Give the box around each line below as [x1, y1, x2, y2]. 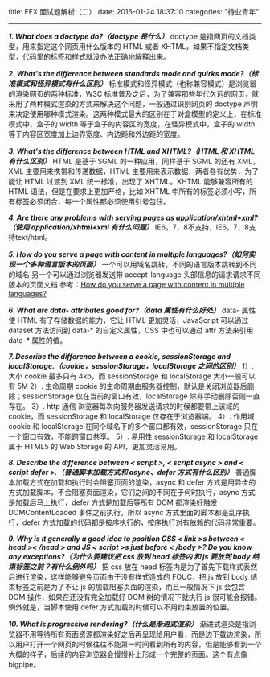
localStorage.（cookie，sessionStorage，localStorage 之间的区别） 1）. [8, 361, 255, 370]
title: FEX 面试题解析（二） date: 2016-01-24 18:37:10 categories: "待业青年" [8, 7, 260, 16]
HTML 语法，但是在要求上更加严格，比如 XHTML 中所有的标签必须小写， [8, 187, 250, 196]
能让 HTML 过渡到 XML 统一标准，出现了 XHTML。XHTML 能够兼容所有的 [8, 176, 253, 186]
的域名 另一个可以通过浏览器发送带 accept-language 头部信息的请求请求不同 [8, 270, 261, 279]
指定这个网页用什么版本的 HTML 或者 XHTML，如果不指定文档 [35, 42, 243, 51]
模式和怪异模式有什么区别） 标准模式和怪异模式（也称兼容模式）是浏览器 [14, 79, 257, 89]
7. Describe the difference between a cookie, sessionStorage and [8, 352, 231, 361]
